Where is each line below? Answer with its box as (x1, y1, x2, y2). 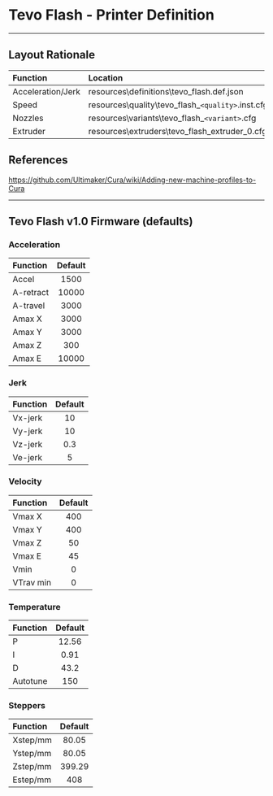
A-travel (12, 300, 45, 311)
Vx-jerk (12, 412, 43, 424)
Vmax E (12, 550, 42, 562)
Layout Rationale (8, 48, 96, 62)
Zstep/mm (12, 761, 52, 772)
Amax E (12, 353, 42, 364)
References (8, 153, 68, 167)
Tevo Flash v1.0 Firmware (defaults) (8, 214, 193, 228)
